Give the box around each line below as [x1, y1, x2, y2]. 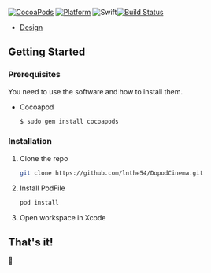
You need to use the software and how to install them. [8, 87, 183, 96]
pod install [19, 198, 59, 206]
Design [19, 23, 43, 31]
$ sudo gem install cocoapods [19, 117, 120, 125]
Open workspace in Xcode [19, 212, 106, 222]
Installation [8, 136, 53, 147]
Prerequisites [8, 69, 61, 80]
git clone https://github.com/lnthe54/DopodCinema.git [19, 169, 204, 177]
